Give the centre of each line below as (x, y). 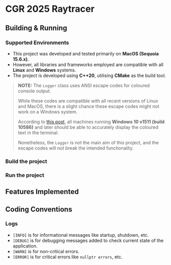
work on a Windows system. (48, 111)
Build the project (26, 161)
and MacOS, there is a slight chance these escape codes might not (89, 106)
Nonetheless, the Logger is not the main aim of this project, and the (88, 142)
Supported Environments (37, 43)
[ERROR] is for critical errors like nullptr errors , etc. (68, 257)
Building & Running (36, 28)
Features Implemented (42, 192)
